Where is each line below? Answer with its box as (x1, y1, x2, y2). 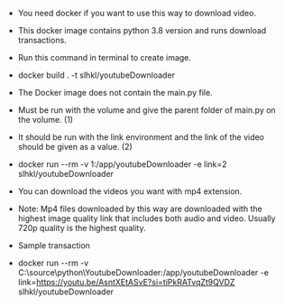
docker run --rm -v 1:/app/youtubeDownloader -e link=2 (17, 159, 227, 170)
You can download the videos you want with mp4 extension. (17, 186, 243, 197)
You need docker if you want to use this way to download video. (17, 8, 257, 18)
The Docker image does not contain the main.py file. (17, 88, 214, 97)
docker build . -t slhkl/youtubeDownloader (17, 70, 176, 80)
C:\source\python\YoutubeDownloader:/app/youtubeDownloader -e (17, 267, 269, 278)
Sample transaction (17, 240, 90, 251)
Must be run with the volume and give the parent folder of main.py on (17, 105, 277, 116)
